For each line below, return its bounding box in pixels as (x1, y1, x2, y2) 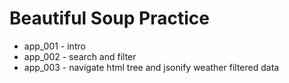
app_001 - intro (23, 40, 86, 52)
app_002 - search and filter (23, 50, 137, 62)
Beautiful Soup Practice (9, 7, 210, 30)
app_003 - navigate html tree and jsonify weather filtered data (23, 61, 280, 73)
